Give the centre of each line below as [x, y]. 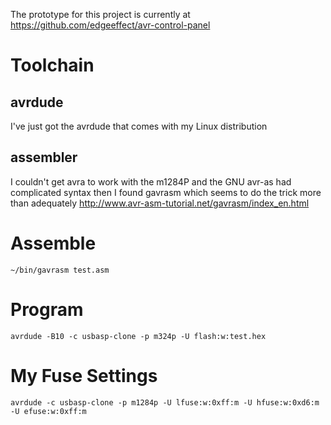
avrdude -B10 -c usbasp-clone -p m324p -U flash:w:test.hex [138, 336]
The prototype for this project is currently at [100, 14]
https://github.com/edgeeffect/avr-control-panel [110, 25]
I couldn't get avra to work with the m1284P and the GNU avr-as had [151, 181]
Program [47, 309]
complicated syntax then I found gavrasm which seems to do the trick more [166, 192]
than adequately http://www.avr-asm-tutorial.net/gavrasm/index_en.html [160, 203]
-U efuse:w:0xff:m [48, 411]
